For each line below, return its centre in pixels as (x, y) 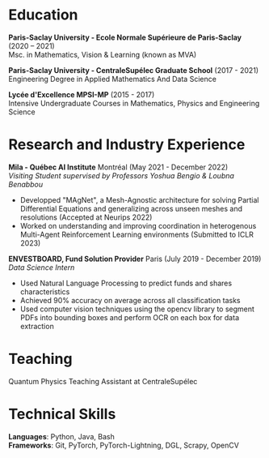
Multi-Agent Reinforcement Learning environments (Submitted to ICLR (137, 234)
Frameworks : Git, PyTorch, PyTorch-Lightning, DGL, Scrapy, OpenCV (124, 445)
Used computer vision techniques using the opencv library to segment (137, 309)
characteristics (45, 291)
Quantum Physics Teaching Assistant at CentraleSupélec (103, 381)
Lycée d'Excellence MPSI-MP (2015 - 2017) (82, 94)
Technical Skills (62, 414)
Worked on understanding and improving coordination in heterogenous (138, 225)
